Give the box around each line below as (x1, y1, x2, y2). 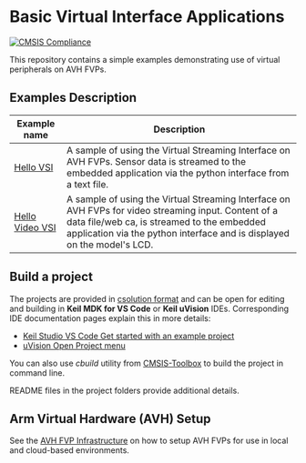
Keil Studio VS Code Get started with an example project (22, 330, 235, 341)
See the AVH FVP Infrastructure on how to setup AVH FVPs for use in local (9, 435, 289, 447)
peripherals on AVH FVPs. (9, 64, 107, 75)
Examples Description (9, 90, 138, 106)
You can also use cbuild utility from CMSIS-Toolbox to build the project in (9, 357, 284, 368)
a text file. (66, 177, 109, 190)
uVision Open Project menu (22, 339, 126, 351)
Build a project (9, 269, 94, 285)
